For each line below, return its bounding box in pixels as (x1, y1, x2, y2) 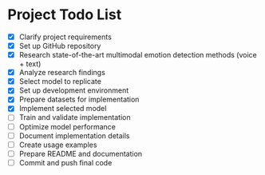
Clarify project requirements (18, 32, 113, 42)
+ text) (18, 59, 42, 69)
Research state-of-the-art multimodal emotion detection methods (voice (18, 50, 257, 60)
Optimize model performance (18, 121, 117, 131)
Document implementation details (18, 130, 130, 141)
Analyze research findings (18, 68, 105, 78)
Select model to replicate (18, 77, 101, 86)
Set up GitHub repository (18, 42, 101, 50)
